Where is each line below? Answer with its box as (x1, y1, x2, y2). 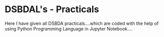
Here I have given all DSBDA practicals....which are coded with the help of (5, 20, 159, 26)
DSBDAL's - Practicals (5, 4, 99, 15)
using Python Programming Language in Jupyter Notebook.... (5, 25, 133, 31)
